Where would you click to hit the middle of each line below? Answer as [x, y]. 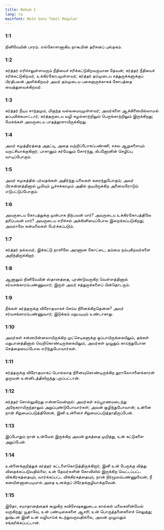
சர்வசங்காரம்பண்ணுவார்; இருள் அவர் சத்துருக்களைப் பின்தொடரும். [68, 284]
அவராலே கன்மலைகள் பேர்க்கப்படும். [40, 226]
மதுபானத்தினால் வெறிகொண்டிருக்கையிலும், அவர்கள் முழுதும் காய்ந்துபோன [75, 343]
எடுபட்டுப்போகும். [22, 191]
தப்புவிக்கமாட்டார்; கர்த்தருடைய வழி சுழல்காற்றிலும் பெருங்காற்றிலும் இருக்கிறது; [79, 116]
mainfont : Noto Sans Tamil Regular [41, 19]
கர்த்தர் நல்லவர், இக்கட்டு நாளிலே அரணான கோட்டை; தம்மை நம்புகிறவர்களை [78, 250]
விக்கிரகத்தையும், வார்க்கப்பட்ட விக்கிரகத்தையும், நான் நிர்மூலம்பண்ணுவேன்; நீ [79, 476]
